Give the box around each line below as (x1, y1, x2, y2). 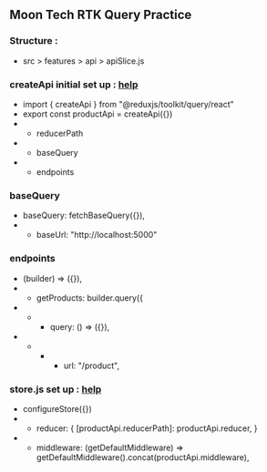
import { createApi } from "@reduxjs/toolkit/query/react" (22, 98, 234, 109)
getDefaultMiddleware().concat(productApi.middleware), (36, 451, 250, 463)
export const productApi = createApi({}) (22, 108, 173, 119)
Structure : (9, 35, 58, 47)
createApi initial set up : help (9, 77, 139, 90)
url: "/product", (63, 360, 120, 371)
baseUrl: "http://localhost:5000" (36, 230, 158, 241)
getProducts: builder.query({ (36, 292, 144, 303)
